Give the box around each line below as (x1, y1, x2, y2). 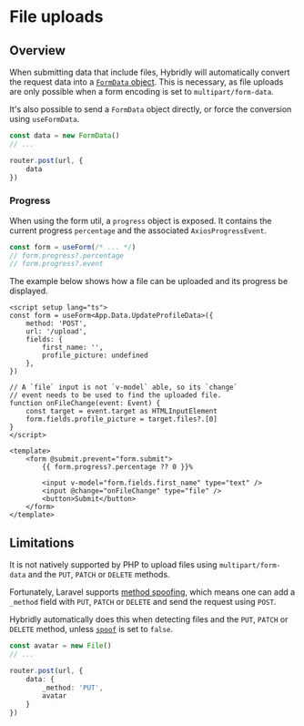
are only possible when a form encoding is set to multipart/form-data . (9, 87, 275, 97)
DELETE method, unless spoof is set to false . (9, 624, 174, 635)
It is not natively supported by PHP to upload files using (9, 559, 218, 570)
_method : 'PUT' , (42, 683, 104, 692)
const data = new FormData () (9, 131, 120, 140)
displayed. (9, 285, 48, 297)
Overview (9, 43, 66, 58)
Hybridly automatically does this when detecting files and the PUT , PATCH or (9, 614, 289, 625)
